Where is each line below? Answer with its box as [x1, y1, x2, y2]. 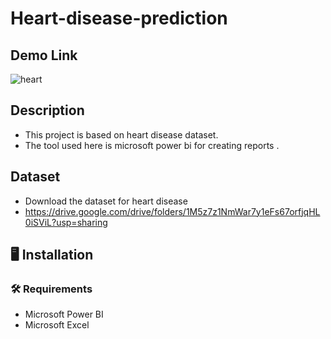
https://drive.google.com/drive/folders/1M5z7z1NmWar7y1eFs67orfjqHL [24, 205, 321, 217]
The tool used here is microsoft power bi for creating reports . [24, 139, 280, 151]
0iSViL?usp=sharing [24, 216, 108, 228]
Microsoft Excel [24, 319, 90, 331]
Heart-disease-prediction [10, 7, 228, 30]
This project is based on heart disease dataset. [24, 128, 219, 141]
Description [10, 102, 85, 119]
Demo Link [10, 47, 78, 64]
